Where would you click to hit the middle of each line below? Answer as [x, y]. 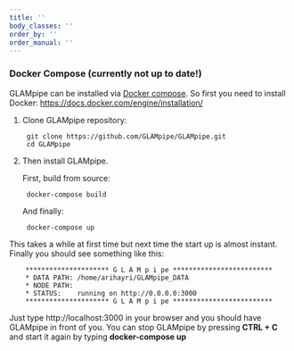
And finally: [43, 211]
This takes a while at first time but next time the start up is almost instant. [143, 244]
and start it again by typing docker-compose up [98, 337]
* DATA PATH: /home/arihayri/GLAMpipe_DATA [107, 278]
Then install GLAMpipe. [65, 161]
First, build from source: [66, 178]
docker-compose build [66, 194]
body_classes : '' [41, 26]
